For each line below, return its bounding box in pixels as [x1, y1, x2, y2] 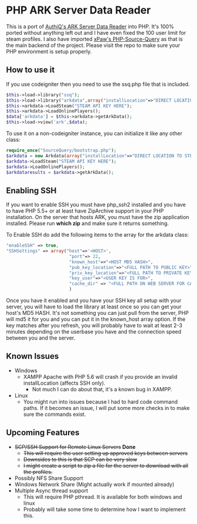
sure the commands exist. [23, 411, 86, 418]
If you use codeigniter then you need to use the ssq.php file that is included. [6, 80, 190, 88]
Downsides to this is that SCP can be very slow [23, 456, 138, 463]
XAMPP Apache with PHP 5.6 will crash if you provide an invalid [23, 373, 178, 380]
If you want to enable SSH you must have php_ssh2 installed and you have [6, 201, 186, 209]
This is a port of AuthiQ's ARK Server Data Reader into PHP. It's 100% [6, 23, 174, 30]
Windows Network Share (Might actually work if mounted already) [14, 481, 175, 488]
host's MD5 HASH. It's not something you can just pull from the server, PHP [6, 310, 189, 317]
